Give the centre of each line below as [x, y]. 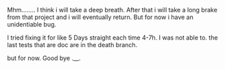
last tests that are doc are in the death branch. [72, 45]
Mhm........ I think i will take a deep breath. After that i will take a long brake [112, 10]
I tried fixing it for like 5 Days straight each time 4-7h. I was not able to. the [113, 38]
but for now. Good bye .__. [44, 58]
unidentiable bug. [32, 24]
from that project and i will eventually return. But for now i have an [100, 17]
